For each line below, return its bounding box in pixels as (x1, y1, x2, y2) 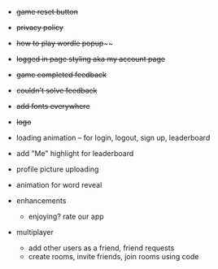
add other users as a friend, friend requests (28, 243, 175, 253)
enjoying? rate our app (28, 211, 104, 221)
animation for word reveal (15, 180, 102, 189)
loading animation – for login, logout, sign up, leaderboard (15, 133, 211, 142)
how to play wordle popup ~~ (15, 38, 114, 48)
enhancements (15, 196, 67, 206)
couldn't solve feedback (15, 85, 98, 95)
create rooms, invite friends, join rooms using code (28, 252, 199, 261)
